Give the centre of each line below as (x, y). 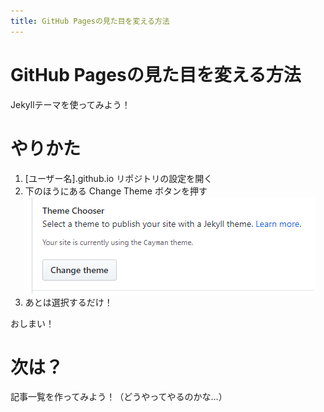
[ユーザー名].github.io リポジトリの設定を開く (118, 178)
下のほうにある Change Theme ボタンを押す (116, 191)
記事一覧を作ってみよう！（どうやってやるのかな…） (119, 397)
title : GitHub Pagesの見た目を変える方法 (90, 21)
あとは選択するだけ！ (68, 302)
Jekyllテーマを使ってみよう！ (70, 104)
